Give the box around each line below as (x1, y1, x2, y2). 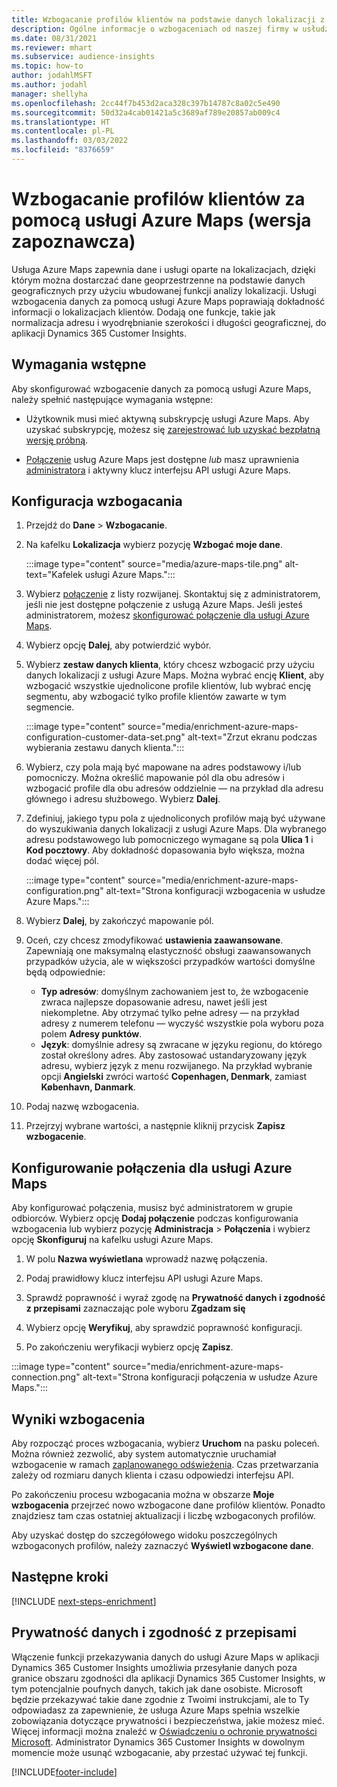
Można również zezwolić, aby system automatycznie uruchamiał (11, 1448, 277, 1460)
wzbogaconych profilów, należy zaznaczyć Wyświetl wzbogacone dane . (11, 1540, 314, 1552)
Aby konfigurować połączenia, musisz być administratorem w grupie (11, 1202, 293, 1214)
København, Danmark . (40, 1081, 136, 1093)
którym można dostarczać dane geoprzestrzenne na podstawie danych (11, 274, 306, 286)
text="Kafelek (25, 569, 83, 581)
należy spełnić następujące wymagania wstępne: (11, 393, 214, 405)
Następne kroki (11, 1569, 109, 1586)
